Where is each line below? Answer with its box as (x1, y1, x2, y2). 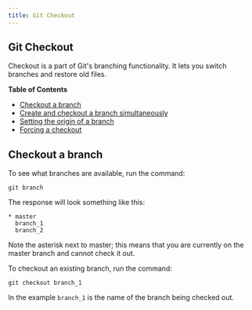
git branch (8, 184, 44, 192)
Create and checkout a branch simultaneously (19, 108, 168, 118)
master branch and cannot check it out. (8, 249, 135, 258)
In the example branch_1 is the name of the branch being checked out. (8, 293, 235, 302)
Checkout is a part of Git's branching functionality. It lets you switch (8, 61, 227, 71)
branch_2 (15, 227, 44, 235)
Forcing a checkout (19, 125, 82, 134)
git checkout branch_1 (8, 279, 82, 287)
